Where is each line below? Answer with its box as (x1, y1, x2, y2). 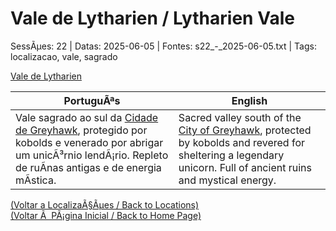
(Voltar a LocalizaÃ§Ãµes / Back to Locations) (10, 198, 200, 211)
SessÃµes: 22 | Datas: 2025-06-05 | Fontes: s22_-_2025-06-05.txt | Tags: (10, 40, 317, 52)
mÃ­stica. (15, 173, 57, 187)
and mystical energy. (178, 173, 277, 187)
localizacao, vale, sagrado (10, 50, 118, 62)
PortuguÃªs (63, 93, 121, 107)
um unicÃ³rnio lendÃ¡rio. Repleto (15, 148, 169, 162)
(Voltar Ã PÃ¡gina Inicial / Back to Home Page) (10, 209, 202, 221)
